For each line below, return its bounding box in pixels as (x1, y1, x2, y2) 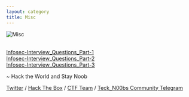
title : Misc (6, 14, 36, 20)
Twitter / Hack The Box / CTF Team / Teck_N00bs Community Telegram (6, 84, 184, 91)
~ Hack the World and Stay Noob (6, 73, 88, 80)
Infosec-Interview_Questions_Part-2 (6, 55, 95, 62)
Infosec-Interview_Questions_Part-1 (6, 48, 94, 55)
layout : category (6, 8, 50, 15)
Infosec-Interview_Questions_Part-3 (6, 61, 95, 68)
